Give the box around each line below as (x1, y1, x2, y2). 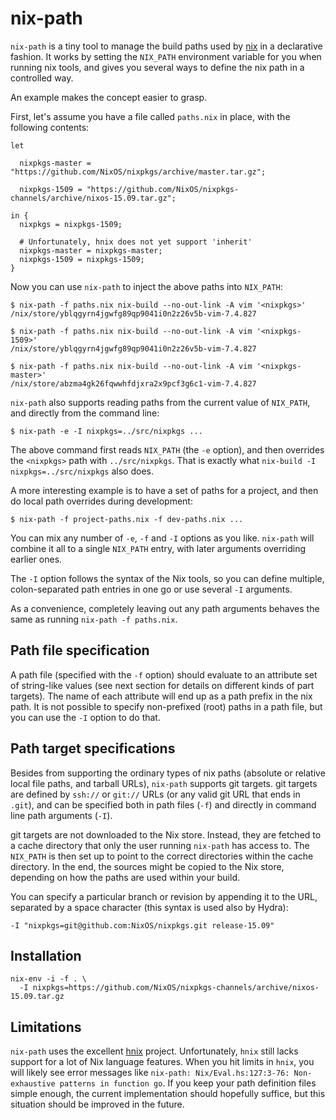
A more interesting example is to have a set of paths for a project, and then (10, 484, 319, 496)
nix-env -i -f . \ (10, 974, 87, 984)
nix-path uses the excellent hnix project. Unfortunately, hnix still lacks (10, 1045, 299, 1057)
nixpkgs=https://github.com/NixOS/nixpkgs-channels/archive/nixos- (32, 983, 320, 993)
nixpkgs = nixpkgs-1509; (19, 219, 123, 229)
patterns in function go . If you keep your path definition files (59, 1077, 317, 1089)
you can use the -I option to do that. (10, 711, 161, 723)
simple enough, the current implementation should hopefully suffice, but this (10, 1088, 326, 1100)
